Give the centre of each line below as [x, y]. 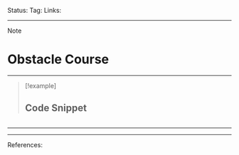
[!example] [41, 85]
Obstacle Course [58, 59]
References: [25, 144]
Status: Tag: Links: [34, 10]
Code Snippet [56, 108]
